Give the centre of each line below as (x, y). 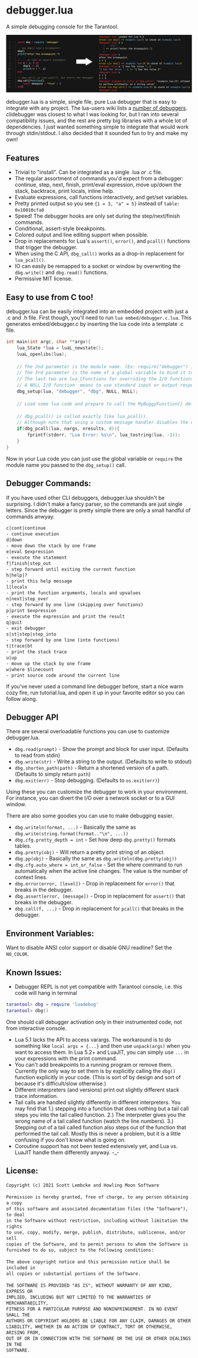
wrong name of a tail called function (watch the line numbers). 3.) (94, 1121)
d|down (14, 540)
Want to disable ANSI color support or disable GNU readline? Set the (89, 948)
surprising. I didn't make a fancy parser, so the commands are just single (94, 504)
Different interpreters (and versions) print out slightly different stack (97, 1090)
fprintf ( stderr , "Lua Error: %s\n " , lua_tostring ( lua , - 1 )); (104, 435)
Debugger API (32, 718)
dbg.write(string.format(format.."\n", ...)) (71, 834)
